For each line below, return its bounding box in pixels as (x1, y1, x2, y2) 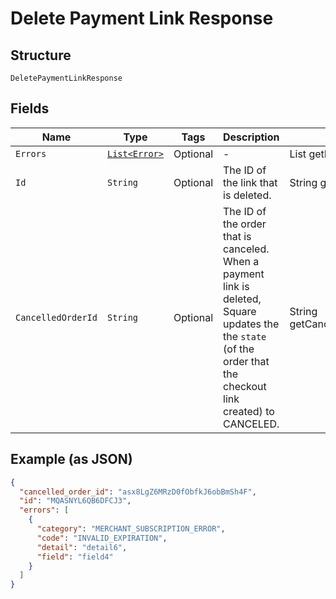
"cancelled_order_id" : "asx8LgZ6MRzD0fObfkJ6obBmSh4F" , (19, 487, 257, 497)
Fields (10, 100, 50, 117)
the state (223, 329, 267, 343)
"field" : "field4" (36, 552, 114, 562)
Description (223, 130, 280, 144)
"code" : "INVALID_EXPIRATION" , (36, 533, 168, 543)
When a (223, 254, 260, 268)
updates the (223, 317, 280, 331)
